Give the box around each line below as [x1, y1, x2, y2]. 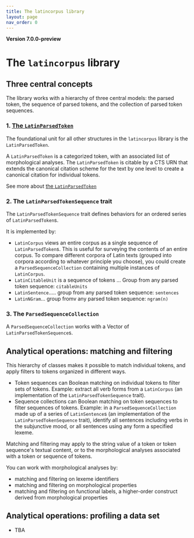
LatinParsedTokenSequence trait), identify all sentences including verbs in [14, 416, 188, 424]
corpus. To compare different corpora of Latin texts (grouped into [14, 251, 172, 258]
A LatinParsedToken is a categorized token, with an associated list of [6, 153, 170, 160]
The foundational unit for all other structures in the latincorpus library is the [6, 135, 188, 142]
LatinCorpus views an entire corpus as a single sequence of [14, 239, 158, 246]
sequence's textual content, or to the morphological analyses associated [6, 447, 181, 454]
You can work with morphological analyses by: [6, 464, 118, 471]
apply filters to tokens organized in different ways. [6, 368, 126, 375]
